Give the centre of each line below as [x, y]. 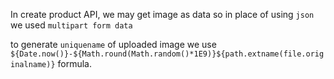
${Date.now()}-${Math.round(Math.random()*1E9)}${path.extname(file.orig [167, 54]
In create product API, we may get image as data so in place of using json [162, 14]
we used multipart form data [71, 25]
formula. [75, 63]
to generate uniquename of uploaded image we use [113, 44]
